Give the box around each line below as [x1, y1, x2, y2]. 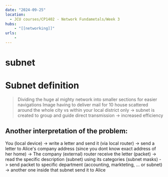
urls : [5, 31, 17, 36]
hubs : [5, 21, 17, 27]
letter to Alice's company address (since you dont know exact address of [5, 145, 156, 151]
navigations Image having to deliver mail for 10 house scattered [17, 102, 148, 108]
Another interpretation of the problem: [5, 127, 128, 135]
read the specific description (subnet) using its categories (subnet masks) [5, 156, 158, 162]
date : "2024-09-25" [5, 7, 46, 13]
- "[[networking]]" [14, 26, 55, 31]
